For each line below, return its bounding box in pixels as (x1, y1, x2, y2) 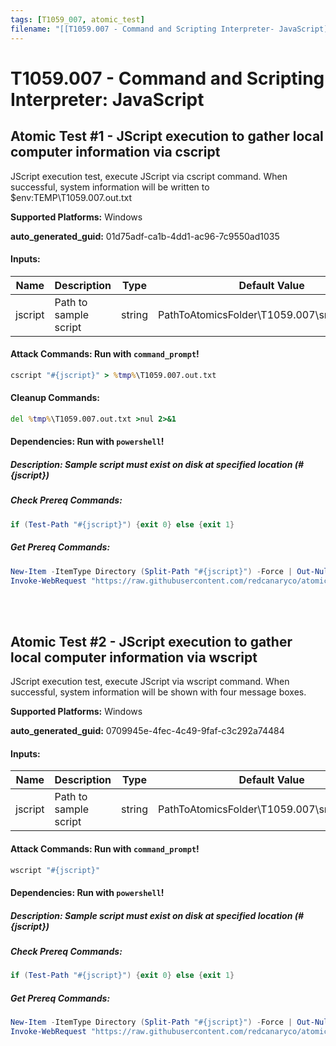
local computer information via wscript (10, 649, 258, 666)
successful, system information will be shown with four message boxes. (10, 686, 307, 698)
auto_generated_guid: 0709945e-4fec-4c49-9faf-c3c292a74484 (10, 725, 285, 737)
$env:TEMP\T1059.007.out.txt (10, 191, 133, 203)
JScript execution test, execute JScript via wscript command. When (10, 676, 290, 688)
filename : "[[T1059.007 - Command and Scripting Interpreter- (10, 24, 275, 34)
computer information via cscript (10, 144, 221, 161)
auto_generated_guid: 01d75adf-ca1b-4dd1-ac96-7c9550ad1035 (10, 230, 280, 242)
